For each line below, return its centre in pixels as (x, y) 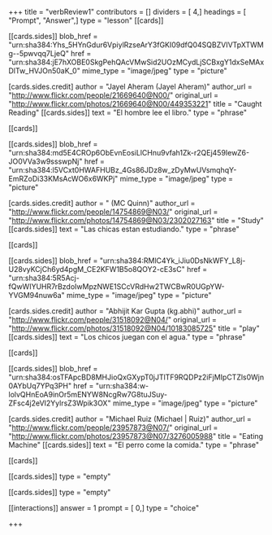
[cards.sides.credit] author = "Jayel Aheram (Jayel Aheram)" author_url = (131, 86)
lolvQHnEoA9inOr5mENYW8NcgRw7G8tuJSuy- (88, 395)
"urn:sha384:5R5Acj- (44, 278)
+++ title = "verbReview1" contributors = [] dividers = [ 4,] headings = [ (127, 12)
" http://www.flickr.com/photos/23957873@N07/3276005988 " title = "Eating (136, 436)
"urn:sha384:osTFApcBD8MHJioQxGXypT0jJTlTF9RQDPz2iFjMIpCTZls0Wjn (136, 377)
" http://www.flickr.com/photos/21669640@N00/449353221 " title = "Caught (135, 104)
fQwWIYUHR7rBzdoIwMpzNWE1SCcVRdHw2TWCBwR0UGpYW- (117, 287)
